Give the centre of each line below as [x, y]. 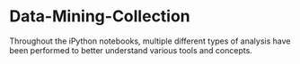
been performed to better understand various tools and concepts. [131, 50]
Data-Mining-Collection [100, 16]
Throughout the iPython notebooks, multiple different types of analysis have [150, 41]
